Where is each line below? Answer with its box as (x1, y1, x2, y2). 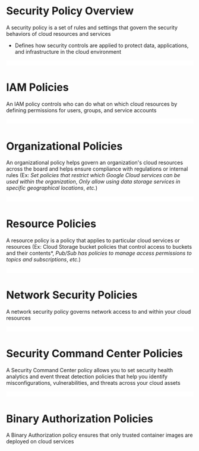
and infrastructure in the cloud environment (14, 48, 122, 55)
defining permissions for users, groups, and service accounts (6, 107, 157, 114)
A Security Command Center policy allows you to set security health (6, 367, 173, 374)
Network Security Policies (6, 288, 138, 302)
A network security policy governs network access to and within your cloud (6, 308, 191, 315)
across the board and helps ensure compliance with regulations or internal (6, 165, 188, 172)
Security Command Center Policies (6, 347, 183, 360)
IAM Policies (6, 81, 70, 94)
